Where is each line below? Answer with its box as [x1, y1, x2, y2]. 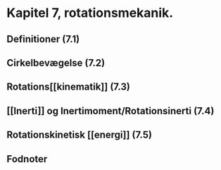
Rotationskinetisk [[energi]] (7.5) [6, 129, 153, 141]
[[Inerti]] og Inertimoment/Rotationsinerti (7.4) [6, 104, 215, 117]
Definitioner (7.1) [6, 33, 80, 45]
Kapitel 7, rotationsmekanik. [6, 5, 174, 21]
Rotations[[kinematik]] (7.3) [6, 81, 131, 93]
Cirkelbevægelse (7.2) [6, 56, 106, 68]
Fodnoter [6, 153, 48, 165]
